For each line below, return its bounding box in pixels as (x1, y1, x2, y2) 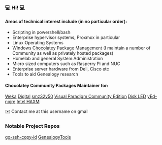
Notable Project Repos (5, 123, 60, 130)
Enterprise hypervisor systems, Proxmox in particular (12, 35, 120, 40)
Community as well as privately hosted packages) (12, 50, 114, 56)
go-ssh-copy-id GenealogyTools (5, 134, 71, 140)
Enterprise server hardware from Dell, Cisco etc (12, 66, 109, 72)
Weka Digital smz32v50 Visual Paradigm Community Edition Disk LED (5, 93, 146, 100)
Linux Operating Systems (12, 40, 64, 46)
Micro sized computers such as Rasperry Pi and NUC (12, 61, 121, 67)
